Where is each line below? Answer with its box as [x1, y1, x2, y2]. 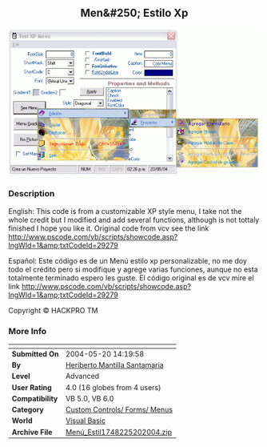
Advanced [65, 372, 100, 381]
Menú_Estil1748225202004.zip [65, 427, 173, 437]
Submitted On [11, 348, 59, 359]
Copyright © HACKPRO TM [8, 305, 98, 315]
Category [11, 405, 44, 415]
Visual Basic [65, 416, 106, 425]
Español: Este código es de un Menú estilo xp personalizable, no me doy [8, 256, 248, 265]
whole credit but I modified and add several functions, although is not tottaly [8, 215, 260, 224]
